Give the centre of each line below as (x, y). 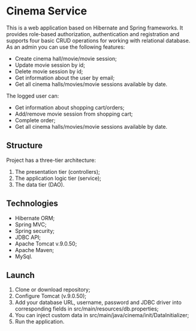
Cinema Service (47, 11)
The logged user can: (33, 96)
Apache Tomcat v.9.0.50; (46, 243)
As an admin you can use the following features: (66, 47)
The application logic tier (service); (58, 178)
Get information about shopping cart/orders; (70, 107)
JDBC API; (28, 237)
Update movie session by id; (50, 65)
